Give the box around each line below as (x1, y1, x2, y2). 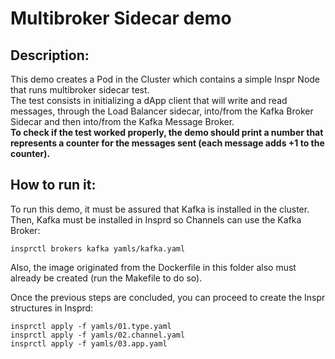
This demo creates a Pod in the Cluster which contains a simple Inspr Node (10, 73, 321, 85)
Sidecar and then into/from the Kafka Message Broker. (10, 116, 235, 127)
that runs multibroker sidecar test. (10, 84, 150, 96)
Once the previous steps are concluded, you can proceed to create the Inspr (10, 291, 326, 303)
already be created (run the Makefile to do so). (10, 272, 203, 284)
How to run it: (10, 177, 97, 194)
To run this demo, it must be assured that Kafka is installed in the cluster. (10, 203, 310, 215)
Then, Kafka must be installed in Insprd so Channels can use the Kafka (10, 213, 302, 226)
